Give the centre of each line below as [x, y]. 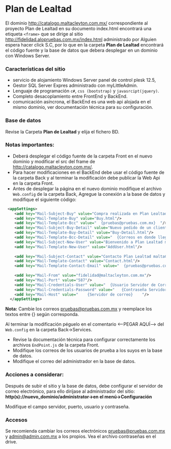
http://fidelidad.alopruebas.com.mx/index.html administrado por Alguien [81, 39]
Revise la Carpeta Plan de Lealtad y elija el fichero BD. [62, 131]
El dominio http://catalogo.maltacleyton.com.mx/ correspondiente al [77, 23]
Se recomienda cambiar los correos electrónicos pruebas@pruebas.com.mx [85, 431]
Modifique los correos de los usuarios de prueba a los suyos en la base [88, 350]
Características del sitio [35, 69]
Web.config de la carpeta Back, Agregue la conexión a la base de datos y [89, 194]
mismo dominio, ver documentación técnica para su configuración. [83, 107]
